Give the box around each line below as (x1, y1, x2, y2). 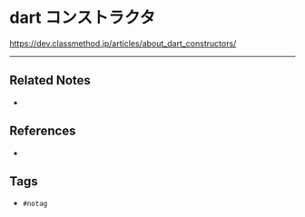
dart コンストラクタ (9, 7, 156, 28)
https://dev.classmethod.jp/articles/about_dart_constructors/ (9, 37, 237, 49)
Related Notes (9, 73, 91, 88)
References (9, 123, 76, 139)
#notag (22, 200, 48, 209)
